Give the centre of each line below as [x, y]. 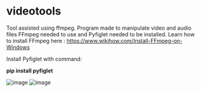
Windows [18, 47]
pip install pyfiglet [30, 70]
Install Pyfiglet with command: [44, 59]
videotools [34, 11]
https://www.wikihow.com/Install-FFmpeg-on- [125, 41]
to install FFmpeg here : [36, 41]
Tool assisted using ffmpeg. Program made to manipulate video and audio [99, 28]
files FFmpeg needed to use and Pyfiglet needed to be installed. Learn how [100, 34]
